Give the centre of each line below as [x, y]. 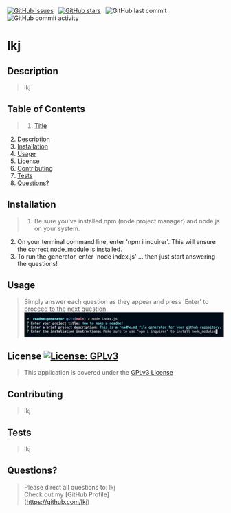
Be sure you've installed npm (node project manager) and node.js [127, 221]
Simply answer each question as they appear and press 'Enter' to [116, 302]
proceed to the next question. [66, 309]
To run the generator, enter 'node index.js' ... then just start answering [116, 256]
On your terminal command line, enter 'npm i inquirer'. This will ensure [117, 241]
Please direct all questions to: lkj [69, 487]
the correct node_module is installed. [69, 249]
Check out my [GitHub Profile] [67, 494]
